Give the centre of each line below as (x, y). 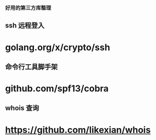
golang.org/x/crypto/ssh (58, 47)
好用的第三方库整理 (28, 7)
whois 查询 (22, 108)
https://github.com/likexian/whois (78, 130)
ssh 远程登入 (25, 26)
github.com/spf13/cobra (57, 89)
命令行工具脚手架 (31, 67)
